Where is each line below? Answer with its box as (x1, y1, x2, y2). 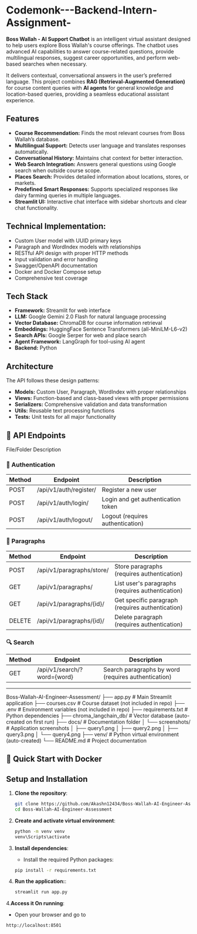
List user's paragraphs (114, 579, 176, 587)
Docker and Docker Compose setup (14, 268, 101, 275)
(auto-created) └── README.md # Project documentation (6, 737, 147, 744)
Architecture (6, 361, 54, 371)
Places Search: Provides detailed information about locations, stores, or (14, 173, 189, 180)
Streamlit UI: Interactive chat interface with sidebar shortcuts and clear (14, 198, 187, 205)
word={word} (37, 673, 73, 681)
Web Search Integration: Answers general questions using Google (14, 160, 176, 167)
